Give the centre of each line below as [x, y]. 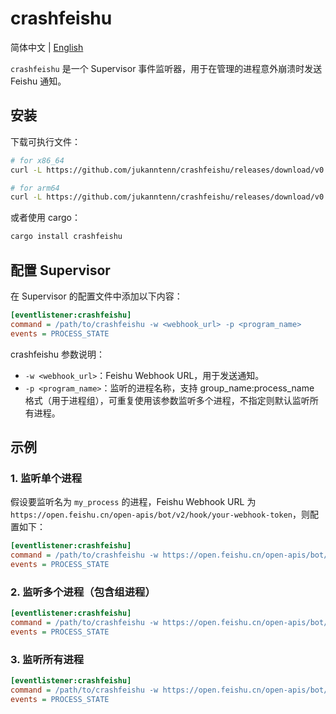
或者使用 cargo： [45, 218]
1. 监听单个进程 [46, 478]
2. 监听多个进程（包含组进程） [83, 592]
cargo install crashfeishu [66, 237]
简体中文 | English [47, 47]
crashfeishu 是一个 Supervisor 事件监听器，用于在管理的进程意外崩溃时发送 [166, 68]
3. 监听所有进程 [47, 659]
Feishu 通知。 [38, 81]
